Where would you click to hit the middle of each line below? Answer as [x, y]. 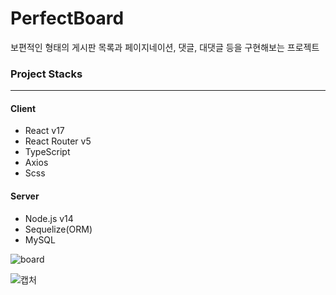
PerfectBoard [67, 18]
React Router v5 [58, 141]
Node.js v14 [49, 218]
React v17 [44, 131]
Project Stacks [46, 74]
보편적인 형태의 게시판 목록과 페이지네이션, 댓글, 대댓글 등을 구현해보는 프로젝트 [165, 47]
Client [23, 108]
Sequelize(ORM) [58, 229]
